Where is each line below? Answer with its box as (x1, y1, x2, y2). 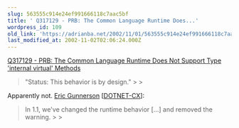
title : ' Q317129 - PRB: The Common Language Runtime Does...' (7, 17, 199, 24)
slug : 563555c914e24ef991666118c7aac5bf (7, 10, 129, 18)
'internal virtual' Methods (7, 64, 81, 73)
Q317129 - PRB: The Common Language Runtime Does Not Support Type (7, 56, 222, 65)
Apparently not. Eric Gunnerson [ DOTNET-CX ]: (7, 92, 144, 100)
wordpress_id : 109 (7, 23, 62, 31)
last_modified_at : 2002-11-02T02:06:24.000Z (7, 37, 142, 44)
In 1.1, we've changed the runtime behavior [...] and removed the (24, 105, 213, 114)
